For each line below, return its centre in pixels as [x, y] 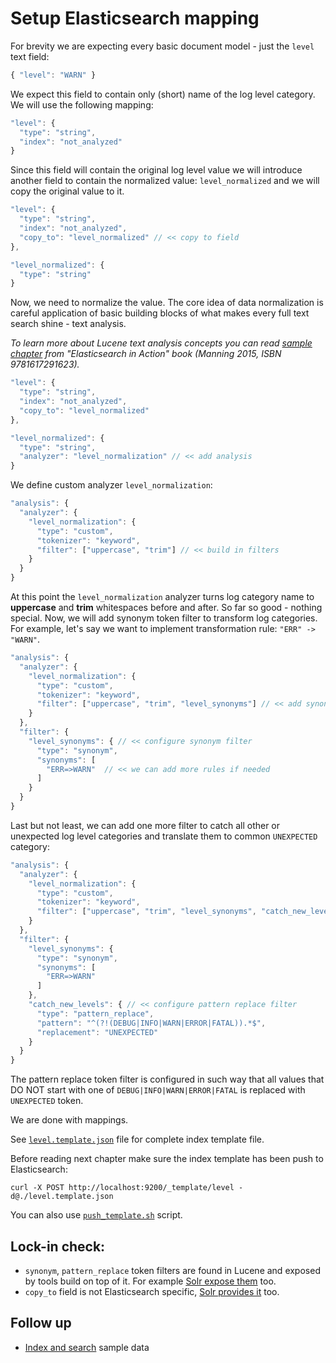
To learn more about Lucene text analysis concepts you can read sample [161, 343]
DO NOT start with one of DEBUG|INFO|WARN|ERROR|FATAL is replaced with [158, 1090]
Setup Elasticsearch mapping [135, 18]
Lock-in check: [58, 1246]
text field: [30, 56]
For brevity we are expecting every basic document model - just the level [162, 46]
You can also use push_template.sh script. [96, 1215]
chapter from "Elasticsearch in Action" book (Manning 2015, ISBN [146, 354]
